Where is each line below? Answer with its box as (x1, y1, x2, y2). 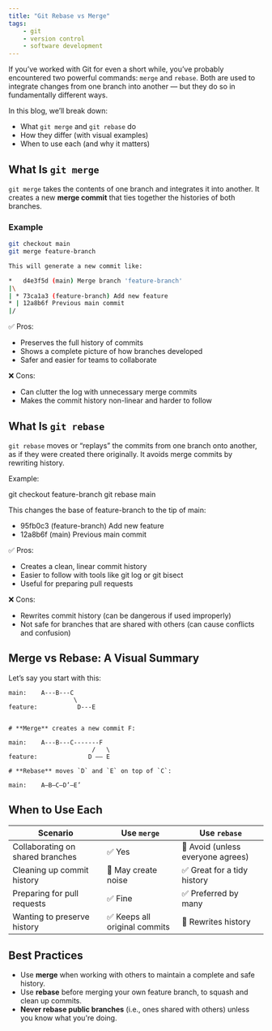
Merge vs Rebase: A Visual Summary (8, 651, 200, 666)
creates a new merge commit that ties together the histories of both (8, 192, 236, 202)
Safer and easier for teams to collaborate (19, 355, 157, 365)
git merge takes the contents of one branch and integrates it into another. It (8, 183, 260, 193)
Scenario (37, 827, 74, 839)
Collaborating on (12, 841, 76, 852)
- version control (23, 34, 85, 43)
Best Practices (8, 949, 83, 963)
